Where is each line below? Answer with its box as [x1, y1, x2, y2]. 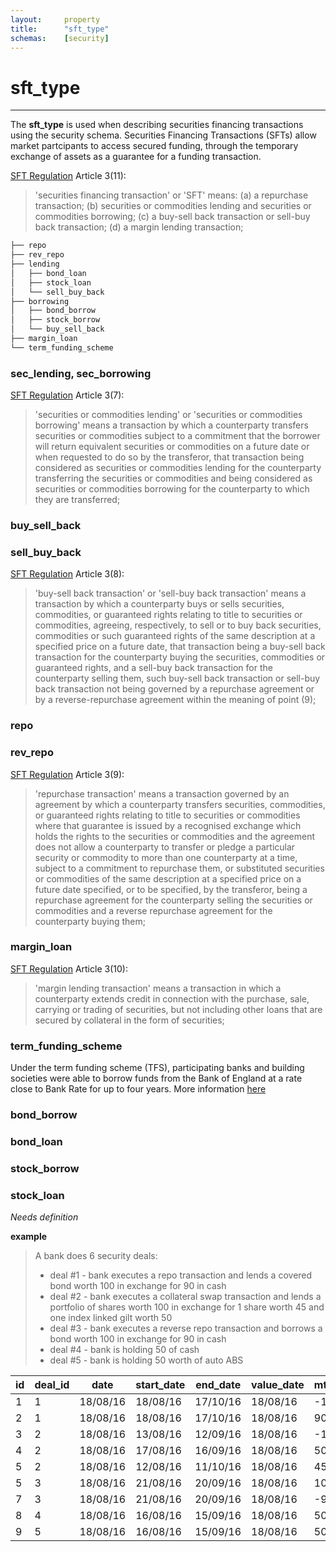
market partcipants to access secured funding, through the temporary [10, 140, 299, 152]
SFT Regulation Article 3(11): [10, 170, 127, 182]
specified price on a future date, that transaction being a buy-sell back [34, 641, 326, 653]
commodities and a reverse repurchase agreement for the [34, 904, 273, 916]
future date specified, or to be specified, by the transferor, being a [34, 883, 308, 895]
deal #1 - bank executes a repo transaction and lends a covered [49, 1269, 313, 1281]
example [10, 1231, 48, 1243]
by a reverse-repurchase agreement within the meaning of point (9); [34, 694, 317, 706]
